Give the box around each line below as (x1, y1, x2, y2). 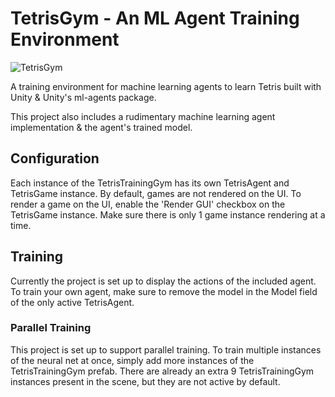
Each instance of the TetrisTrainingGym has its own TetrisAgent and (10, 177, 290, 189)
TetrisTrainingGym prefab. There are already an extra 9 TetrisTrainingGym (10, 365, 315, 377)
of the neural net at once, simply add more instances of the (10, 354, 255, 366)
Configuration (10, 150, 100, 167)
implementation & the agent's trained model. (10, 121, 193, 133)
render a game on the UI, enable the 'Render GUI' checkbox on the (10, 198, 286, 210)
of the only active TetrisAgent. (10, 296, 135, 308)
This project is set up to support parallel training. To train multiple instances (10, 343, 322, 356)
